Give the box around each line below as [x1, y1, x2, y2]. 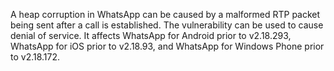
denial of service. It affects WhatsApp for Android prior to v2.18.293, [10, 30, 292, 41]
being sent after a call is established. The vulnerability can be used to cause [10, 19, 324, 31]
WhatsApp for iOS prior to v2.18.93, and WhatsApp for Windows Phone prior [10, 40, 325, 52]
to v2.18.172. [10, 51, 61, 63]
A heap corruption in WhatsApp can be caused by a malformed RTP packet [10, 9, 321, 20]
